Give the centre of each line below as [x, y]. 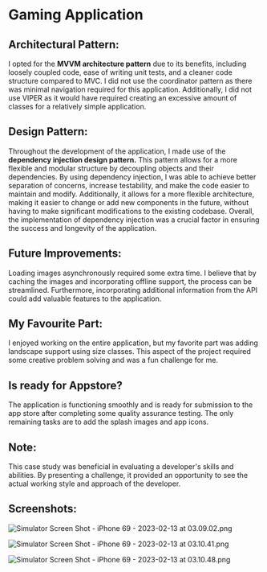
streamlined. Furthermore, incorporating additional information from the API [133, 290]
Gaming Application [76, 15]
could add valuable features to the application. [85, 298]
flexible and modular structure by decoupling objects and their [111, 168]
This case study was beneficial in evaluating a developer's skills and [121, 467]
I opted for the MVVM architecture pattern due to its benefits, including [127, 64]
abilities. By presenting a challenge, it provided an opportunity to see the [128, 475]
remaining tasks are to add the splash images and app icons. [109, 422]
